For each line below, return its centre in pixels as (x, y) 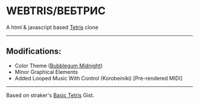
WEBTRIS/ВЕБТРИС (56, 11)
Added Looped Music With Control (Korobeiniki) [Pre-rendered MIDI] (98, 78)
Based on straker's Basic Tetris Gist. (50, 95)
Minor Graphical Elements (46, 71)
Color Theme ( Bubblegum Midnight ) (59, 66)
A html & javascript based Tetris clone (52, 27)
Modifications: (34, 51)
